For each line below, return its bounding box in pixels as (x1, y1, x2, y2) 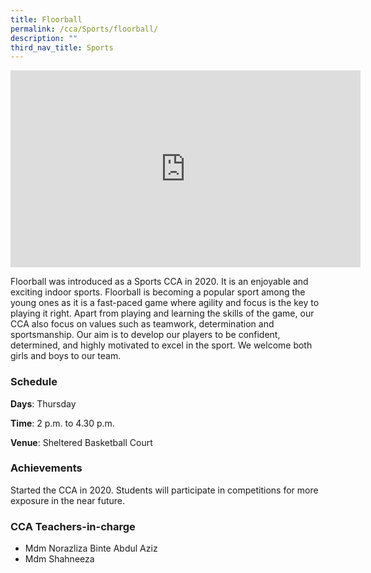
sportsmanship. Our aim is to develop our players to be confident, (10, 329, 281, 341)
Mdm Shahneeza (24, 553, 95, 565)
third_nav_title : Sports (10, 42, 114, 53)
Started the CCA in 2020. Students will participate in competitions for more (10, 484, 319, 496)
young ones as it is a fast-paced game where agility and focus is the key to (10, 297, 320, 309)
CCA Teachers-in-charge (10, 519, 136, 533)
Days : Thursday (10, 397, 77, 410)
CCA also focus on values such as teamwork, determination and (10, 318, 275, 330)
